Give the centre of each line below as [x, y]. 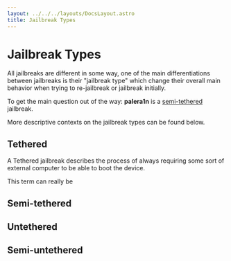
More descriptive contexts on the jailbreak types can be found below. [106, 123]
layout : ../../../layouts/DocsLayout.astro [71, 13]
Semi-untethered [45, 250]
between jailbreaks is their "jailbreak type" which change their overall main [114, 81]
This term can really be [40, 181]
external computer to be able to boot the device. [76, 168]
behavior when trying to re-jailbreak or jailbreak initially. [87, 88]
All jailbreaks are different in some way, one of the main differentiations [109, 73]
